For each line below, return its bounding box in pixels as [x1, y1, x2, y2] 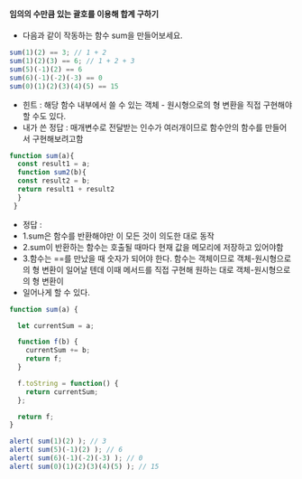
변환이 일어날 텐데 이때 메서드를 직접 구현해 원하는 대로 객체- [41, 264, 255, 275]
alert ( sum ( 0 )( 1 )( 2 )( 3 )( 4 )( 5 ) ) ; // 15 [9, 462, 160, 471]
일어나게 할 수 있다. [22, 286, 90, 297]
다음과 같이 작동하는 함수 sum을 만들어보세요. [22, 30, 183, 41]
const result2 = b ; [17, 176, 91, 185]
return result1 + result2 [17, 185, 115, 194]
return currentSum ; [25, 387, 99, 397]
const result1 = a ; [17, 159, 91, 169]
